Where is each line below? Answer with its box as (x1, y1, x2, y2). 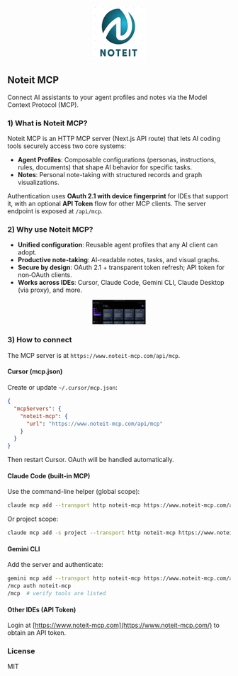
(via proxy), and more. (17, 286, 83, 294)
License (7, 646, 35, 656)
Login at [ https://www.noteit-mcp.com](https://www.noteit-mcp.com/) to (7, 621, 220, 630)
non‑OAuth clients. (17, 271, 72, 279)
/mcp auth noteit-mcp (7, 582, 72, 590)
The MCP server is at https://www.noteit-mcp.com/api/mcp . (7, 351, 181, 359)
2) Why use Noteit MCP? (7, 225, 93, 235)
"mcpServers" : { (13, 405, 62, 412)
